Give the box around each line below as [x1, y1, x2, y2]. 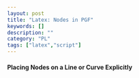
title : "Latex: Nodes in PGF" [7, 16, 94, 23]
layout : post [7, 10, 45, 17]
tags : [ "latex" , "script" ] [7, 42, 81, 49]
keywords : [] [7, 23, 45, 29]
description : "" [7, 29, 54, 36]
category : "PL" [7, 36, 51, 42]
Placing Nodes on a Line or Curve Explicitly [7, 63, 133, 71]
